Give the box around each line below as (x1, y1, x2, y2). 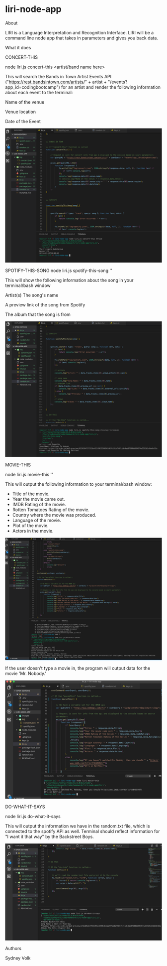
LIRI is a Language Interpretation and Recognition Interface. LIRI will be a (5, 29, 154, 35)
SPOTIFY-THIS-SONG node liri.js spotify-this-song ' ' (5, 268, 113, 274)
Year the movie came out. (12, 496, 65, 502)
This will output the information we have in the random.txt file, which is (5, 823, 150, 829)
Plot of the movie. (12, 523, 49, 529)
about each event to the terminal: (5, 89, 73, 95)
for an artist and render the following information (61, 84, 161, 90)
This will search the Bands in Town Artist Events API (5, 73, 112, 79)
